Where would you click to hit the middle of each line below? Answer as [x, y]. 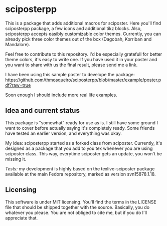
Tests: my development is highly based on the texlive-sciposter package [80, 168]
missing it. [16, 159]
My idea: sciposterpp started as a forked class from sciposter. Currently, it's [84, 143]
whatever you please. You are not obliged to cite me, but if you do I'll [76, 212]
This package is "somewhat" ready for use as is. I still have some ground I [81, 123]
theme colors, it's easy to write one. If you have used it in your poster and [81, 59]
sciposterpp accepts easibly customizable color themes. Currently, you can [83, 34]
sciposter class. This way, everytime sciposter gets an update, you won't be [83, 153]
